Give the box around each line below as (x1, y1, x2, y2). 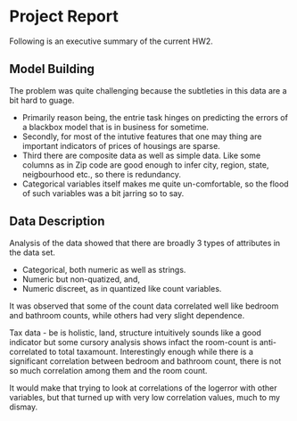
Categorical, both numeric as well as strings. (21, 264, 186, 275)
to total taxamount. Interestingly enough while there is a (48, 346, 254, 357)
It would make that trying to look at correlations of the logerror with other (9, 382, 277, 393)
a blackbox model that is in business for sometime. (21, 121, 210, 132)
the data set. (9, 247, 56, 258)
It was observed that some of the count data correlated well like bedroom (9, 301, 279, 311)
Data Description (9, 214, 105, 229)
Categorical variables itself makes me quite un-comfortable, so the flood (21, 178, 289, 189)
